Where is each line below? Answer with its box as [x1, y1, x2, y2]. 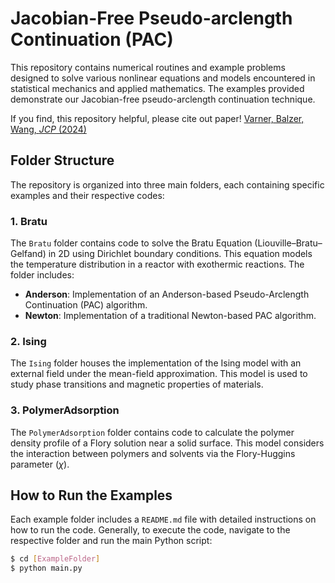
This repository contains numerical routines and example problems [10, 61, 286, 73]
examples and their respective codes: [10, 189, 165, 201]
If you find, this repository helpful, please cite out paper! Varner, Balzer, [10, 112, 305, 124]
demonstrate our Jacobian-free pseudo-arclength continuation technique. [10, 93, 316, 105]
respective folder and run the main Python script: [10, 535, 213, 547]
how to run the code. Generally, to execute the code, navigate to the [10, 524, 291, 536]
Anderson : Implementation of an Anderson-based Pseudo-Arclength [24, 288, 310, 301]
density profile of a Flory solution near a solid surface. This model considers [10, 437, 325, 449]
